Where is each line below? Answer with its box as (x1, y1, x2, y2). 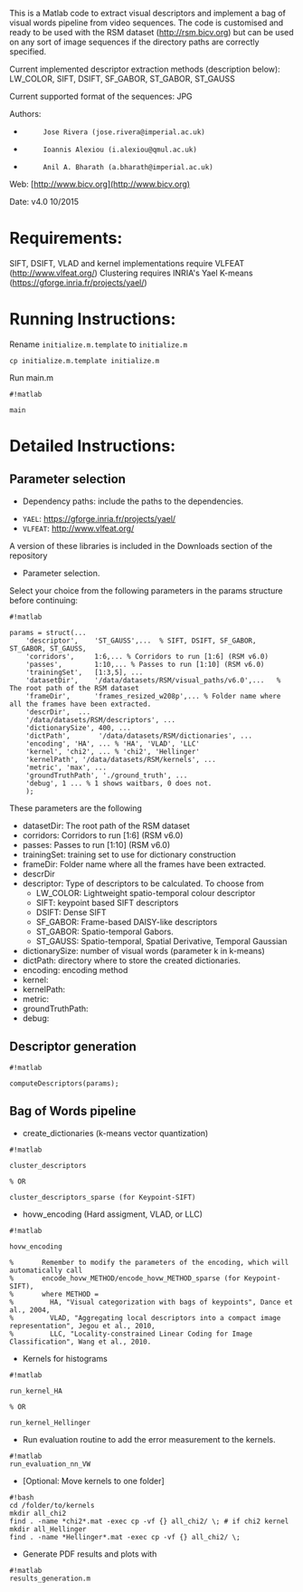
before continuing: (9, 594, 79, 605)
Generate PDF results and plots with (22, 1549, 157, 1559)
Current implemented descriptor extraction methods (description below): (9, 63, 280, 74)
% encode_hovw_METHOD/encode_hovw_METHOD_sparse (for (9, 1273, 241, 1283)
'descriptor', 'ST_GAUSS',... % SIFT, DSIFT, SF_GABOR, (25, 636, 257, 645)
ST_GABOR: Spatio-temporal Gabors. (35, 926, 174, 937)
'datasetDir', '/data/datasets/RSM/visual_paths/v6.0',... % (25, 675, 281, 685)
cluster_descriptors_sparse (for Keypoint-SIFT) (9, 1192, 196, 1201)
